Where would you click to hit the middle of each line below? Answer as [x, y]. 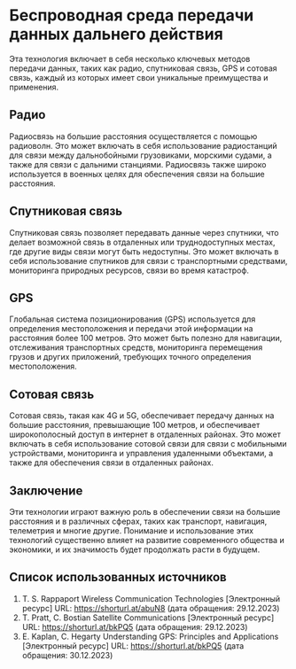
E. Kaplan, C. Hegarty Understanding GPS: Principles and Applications [150, 636]
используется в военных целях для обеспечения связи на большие [137, 174]
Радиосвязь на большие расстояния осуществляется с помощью [133, 136]
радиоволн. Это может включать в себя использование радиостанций [143, 145]
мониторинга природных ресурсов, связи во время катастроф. [129, 270]
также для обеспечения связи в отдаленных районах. [112, 463]
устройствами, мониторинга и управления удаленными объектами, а [141, 454]
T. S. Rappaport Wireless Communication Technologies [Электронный [151, 598]
